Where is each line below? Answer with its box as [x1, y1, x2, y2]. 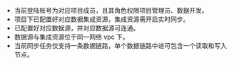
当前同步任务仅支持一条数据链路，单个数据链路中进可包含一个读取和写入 [14, 42, 227, 49]
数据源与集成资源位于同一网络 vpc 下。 [14, 32, 130, 41]
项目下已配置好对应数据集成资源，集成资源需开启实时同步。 [14, 15, 190, 23]
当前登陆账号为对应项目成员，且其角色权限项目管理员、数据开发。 [14, 6, 208, 14]
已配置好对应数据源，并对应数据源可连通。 [14, 24, 140, 32]
